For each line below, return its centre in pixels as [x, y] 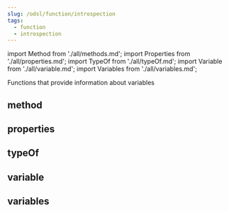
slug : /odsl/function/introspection [61, 14]
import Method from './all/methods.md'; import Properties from [99, 54]
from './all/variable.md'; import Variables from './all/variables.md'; [102, 69]
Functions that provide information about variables [81, 83]
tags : [15, 21]
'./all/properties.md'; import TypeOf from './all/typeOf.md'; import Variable [115, 62]
